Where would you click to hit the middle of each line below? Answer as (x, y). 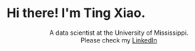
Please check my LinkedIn (119, 40)
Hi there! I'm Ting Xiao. (76, 13)
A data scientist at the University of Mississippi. (119, 33)
